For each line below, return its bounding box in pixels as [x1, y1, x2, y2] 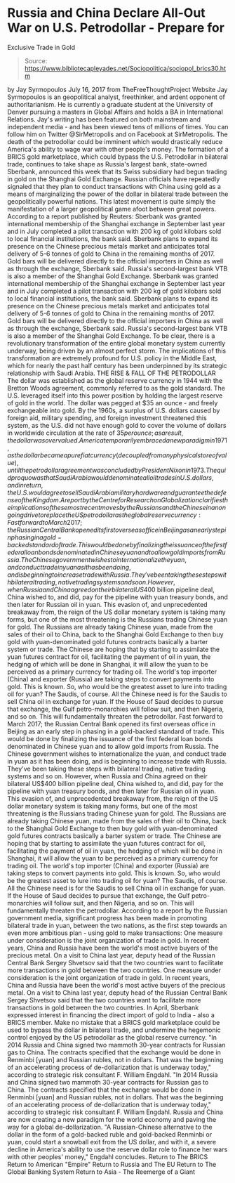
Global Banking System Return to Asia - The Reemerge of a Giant [7, 1168, 195, 1176]
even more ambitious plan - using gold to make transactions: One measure [7, 929, 223, 937]
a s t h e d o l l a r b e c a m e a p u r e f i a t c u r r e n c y [7, 451, 116, 459]
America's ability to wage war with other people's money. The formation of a [7, 145, 229, 153]
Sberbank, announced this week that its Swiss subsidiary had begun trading [7, 167, 227, 176]
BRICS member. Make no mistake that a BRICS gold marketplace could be [7, 1018, 220, 1026]
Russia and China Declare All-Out [7, 5, 206, 21]
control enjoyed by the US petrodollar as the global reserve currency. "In [7, 1033, 217, 1041]
